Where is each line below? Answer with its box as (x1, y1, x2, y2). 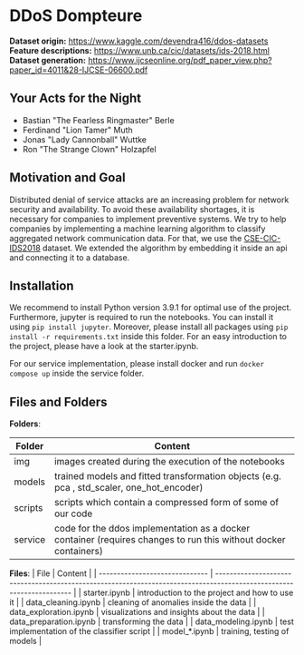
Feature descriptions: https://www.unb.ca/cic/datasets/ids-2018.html (9, 44, 270, 55)
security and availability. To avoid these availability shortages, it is (9, 203, 255, 214)
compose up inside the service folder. (9, 368, 145, 379)
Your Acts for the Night (9, 91, 142, 106)
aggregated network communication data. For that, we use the (9, 232, 242, 243)
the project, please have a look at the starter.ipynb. (9, 341, 199, 352)
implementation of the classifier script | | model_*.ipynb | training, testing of (9, 626, 290, 637)
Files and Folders (9, 394, 108, 409)
